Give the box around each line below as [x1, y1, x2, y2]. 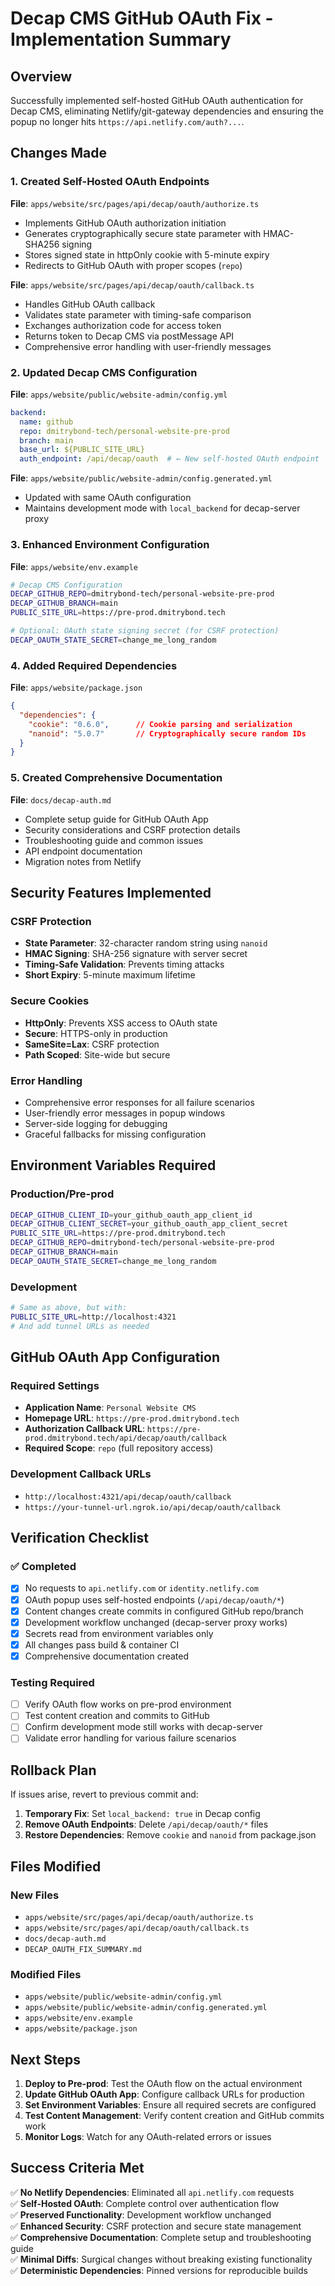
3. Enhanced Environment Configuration [10, 538, 210, 552]
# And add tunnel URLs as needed [10, 1321, 150, 1331]
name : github [19, 417, 74, 427]
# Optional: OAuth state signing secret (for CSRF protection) [10, 626, 280, 636]
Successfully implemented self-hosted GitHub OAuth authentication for [10, 95, 304, 106]
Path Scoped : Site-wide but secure [24, 1048, 171, 1061]
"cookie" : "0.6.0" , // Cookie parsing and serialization [28, 719, 293, 729]
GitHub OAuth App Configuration [10, 1349, 220, 1366]
